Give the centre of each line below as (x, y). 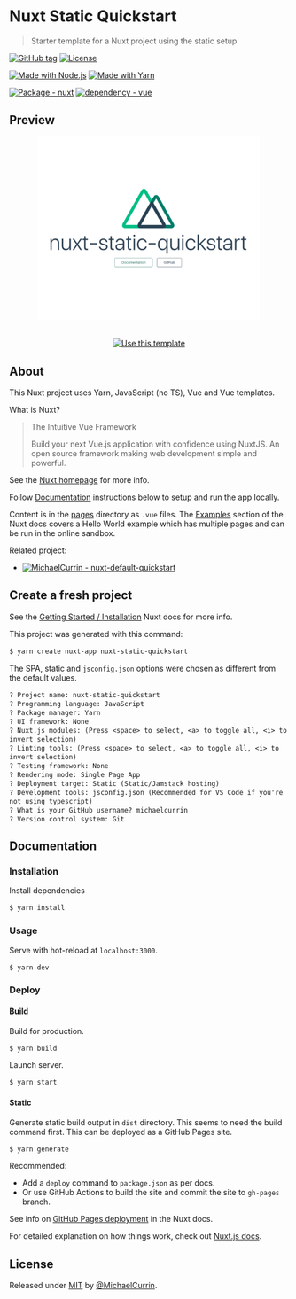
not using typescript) (51, 801)
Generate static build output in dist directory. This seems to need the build (146, 1122)
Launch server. (36, 1065)
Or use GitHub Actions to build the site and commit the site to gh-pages (151, 1193)
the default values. (43, 677)
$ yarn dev (29, 968)
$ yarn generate (39, 1149)
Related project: (38, 550)
